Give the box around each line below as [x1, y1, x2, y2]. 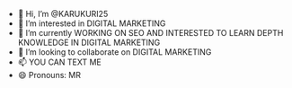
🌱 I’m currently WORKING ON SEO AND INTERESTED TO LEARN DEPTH [17, 28, 284, 38]
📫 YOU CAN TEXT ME [17, 57, 102, 67]
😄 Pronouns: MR [17, 70, 81, 80]
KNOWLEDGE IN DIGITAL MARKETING [17, 37, 161, 48]
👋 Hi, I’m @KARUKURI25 [17, 9, 109, 19]
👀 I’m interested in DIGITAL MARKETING [17, 18, 166, 29]
